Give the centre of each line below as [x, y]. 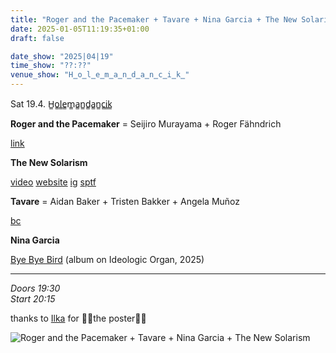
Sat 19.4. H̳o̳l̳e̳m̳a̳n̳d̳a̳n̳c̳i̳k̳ [61, 104]
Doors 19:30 [35, 288]
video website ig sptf [53, 182]
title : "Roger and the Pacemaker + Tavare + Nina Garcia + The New [154, 19]
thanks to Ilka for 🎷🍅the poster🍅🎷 [78, 318]
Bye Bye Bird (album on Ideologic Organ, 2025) [107, 259]
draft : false [37, 38]
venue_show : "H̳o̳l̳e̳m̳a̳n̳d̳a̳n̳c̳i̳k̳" [100, 75]
